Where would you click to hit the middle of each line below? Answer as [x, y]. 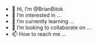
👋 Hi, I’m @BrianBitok [37, 9]
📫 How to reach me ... [39, 34]
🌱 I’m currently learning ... [43, 21]
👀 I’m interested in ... [36, 15]
